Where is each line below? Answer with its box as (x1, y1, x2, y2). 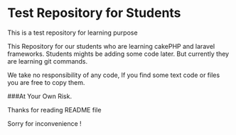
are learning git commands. (7, 57, 88, 65)
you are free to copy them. (7, 78, 85, 86)
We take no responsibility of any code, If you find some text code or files (7, 71, 220, 79)
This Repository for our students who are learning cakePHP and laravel (7, 42, 215, 50)
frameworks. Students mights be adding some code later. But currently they (7, 49, 230, 58)
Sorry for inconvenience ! (7, 119, 82, 128)
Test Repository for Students (7, 5, 181, 21)
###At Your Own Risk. (7, 92, 73, 100)
